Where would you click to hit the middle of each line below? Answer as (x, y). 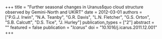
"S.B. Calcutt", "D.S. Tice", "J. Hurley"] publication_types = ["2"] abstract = (80, 22)
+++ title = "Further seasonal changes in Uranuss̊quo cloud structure (74, 7)
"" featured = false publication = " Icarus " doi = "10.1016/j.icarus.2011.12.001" (81, 27)
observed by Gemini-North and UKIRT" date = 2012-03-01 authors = (74, 12)
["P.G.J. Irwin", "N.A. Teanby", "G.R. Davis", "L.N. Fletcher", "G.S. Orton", (78, 17)
